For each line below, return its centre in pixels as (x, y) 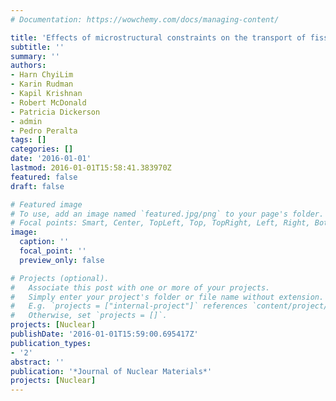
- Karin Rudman (42, 84)
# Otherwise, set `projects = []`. (89, 316)
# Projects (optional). (60, 278)
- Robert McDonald (48, 102)
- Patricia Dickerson (55, 112)
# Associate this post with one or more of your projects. (140, 287)
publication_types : (51, 343)
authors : (28, 66)
